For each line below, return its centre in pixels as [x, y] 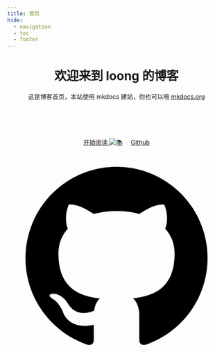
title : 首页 [23, 14]
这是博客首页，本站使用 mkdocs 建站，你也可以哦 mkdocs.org [117, 97]
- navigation [32, 26]
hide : [15, 20]
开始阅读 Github [117, 143]
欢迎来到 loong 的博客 [117, 76]
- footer [26, 40]
